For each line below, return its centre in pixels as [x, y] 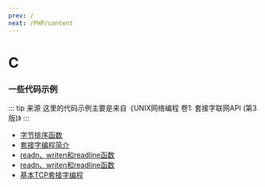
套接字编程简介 [44, 145]
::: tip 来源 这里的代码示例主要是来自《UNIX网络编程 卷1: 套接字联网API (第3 [133, 108]
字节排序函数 [41, 135]
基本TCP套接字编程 [52, 175]
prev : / [21, 16]
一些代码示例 [33, 89]
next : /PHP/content [41, 23]
